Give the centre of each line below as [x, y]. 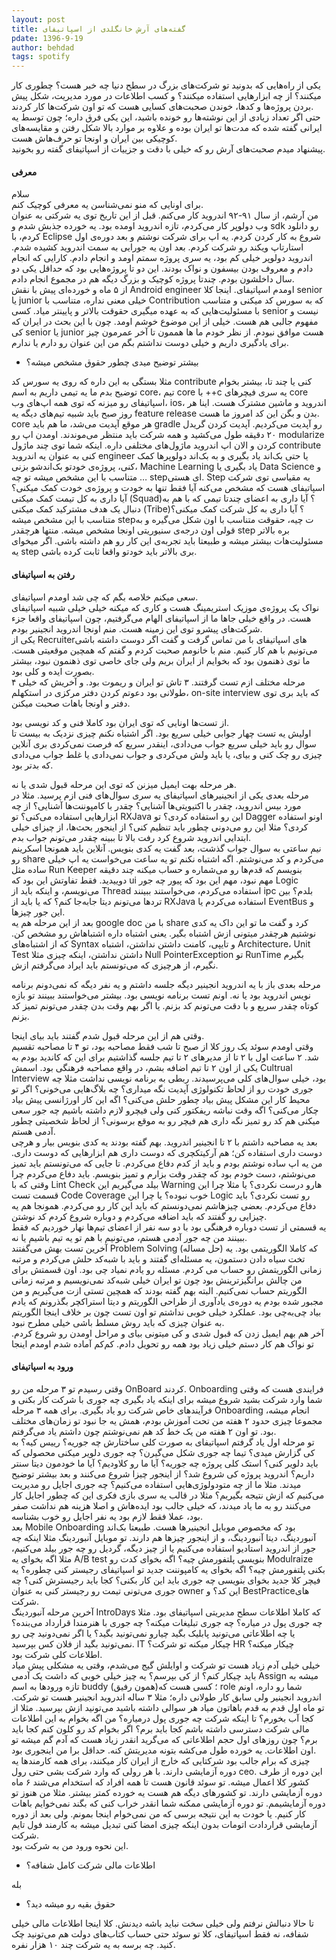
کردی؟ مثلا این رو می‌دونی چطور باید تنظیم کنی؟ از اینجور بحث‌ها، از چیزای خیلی [160, 827]
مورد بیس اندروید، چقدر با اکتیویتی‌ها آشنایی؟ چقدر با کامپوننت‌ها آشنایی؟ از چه [156, 805]
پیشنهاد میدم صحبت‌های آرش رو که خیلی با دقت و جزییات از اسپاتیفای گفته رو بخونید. [168, 149]
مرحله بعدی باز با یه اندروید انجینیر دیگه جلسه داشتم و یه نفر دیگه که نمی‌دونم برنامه [166, 984]
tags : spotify [41, 57]
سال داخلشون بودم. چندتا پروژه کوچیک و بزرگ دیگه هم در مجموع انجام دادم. [153, 279]
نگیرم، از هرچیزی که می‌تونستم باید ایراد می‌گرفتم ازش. [115, 965]
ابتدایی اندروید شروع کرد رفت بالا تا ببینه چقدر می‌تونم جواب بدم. [131, 837]
